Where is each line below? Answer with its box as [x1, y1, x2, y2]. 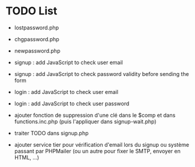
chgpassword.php [14, 35, 59, 42]
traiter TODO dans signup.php [14, 129, 89, 136]
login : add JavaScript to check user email [14, 88, 118, 95]
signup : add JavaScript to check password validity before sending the [14, 70, 190, 77]
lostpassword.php [14, 24, 59, 31]
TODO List [5, 4, 58, 18]
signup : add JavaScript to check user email [14, 59, 124, 66]
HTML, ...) [14, 154, 40, 161]
